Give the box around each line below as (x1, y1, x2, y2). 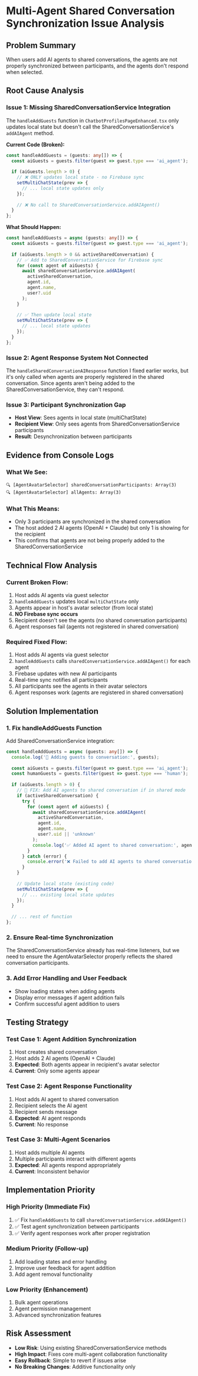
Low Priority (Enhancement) (6, 1285, 88, 1294)
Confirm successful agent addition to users (14, 1000, 120, 1007)
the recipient (14, 531, 46, 538)
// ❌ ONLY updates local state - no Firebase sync (16, 175, 144, 181)
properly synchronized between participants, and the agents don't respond (6, 62, 189, 69)
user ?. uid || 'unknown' (37, 832, 96, 837)
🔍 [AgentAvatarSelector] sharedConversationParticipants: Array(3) (6, 482, 177, 488)
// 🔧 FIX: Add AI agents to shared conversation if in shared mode (16, 787, 186, 794)
